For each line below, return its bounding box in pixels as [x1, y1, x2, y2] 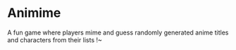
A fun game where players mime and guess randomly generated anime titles [7, 28, 229, 37]
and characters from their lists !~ [7, 35, 102, 44]
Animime [7, 5, 61, 21]
